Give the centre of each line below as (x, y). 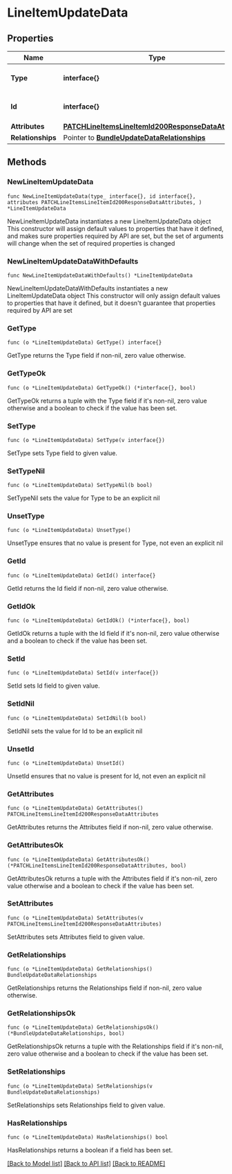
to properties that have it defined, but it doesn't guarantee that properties (112, 303)
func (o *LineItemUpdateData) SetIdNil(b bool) (77, 718)
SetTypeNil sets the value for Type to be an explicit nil (84, 498)
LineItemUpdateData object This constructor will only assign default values (114, 295)
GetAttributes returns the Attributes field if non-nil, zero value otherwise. (110, 827)
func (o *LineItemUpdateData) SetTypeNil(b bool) (80, 486)
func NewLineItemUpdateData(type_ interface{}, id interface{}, (101, 196)
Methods (27, 162)
